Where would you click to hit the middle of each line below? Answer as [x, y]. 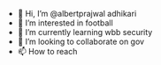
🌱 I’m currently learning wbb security [85, 32]
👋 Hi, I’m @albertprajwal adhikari [77, 14]
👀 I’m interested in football [65, 23]
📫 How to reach [47, 51]
